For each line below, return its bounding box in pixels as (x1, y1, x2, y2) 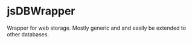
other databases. (7, 30, 50, 38)
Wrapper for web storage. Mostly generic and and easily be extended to (7, 24, 187, 31)
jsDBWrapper (7, 4, 75, 18)
